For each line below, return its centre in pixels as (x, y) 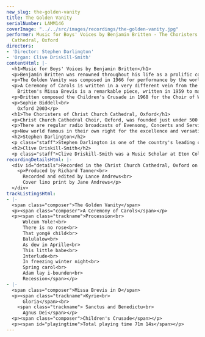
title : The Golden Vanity (39, 18)
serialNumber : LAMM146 (35, 23)
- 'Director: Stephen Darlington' (50, 52)
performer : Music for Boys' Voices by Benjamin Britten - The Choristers (102, 35)
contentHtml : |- (27, 63)
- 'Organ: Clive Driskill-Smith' (49, 57)
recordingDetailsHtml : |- (39, 159)
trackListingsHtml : (31, 194)
